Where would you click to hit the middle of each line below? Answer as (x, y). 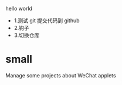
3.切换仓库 (27, 35)
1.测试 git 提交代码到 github (47, 21)
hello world (19, 8)
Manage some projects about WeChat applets (61, 75)
